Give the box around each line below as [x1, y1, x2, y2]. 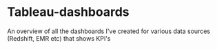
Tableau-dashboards [7, 4, 130, 20]
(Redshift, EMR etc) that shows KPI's [7, 34, 111, 42]
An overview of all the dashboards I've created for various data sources [7, 27, 211, 35]
